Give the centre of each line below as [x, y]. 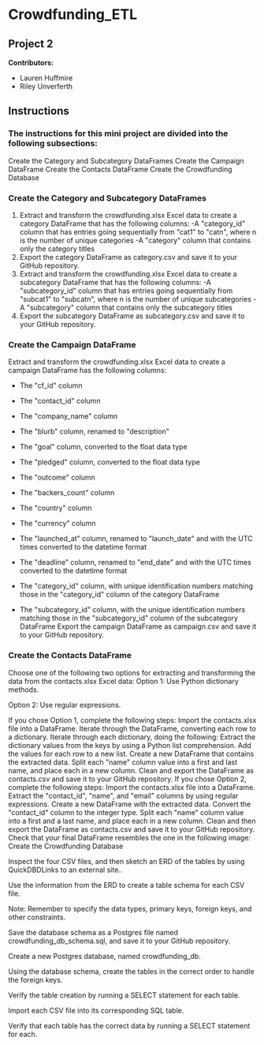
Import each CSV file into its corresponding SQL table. [96, 1010]
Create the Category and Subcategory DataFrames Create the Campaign [126, 160]
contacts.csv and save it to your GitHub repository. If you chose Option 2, [127, 779]
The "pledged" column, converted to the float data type [110, 462]
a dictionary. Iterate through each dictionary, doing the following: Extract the [132, 737]
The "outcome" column [58, 477]
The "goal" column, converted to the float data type [103, 447]
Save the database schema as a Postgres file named [93, 932]
